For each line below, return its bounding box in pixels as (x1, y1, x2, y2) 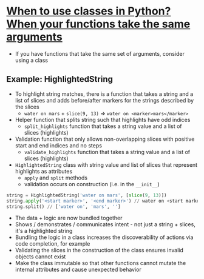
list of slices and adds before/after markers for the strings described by (15, 96, 194, 104)
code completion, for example (15, 240, 90, 247)
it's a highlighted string (15, 227, 73, 235)
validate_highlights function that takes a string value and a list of (24, 148, 190, 155)
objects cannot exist (15, 253, 66, 260)
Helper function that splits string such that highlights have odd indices (15, 116, 191, 123)
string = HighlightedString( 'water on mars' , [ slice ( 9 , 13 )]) (6, 192, 167, 198)
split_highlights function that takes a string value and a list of (24, 123, 182, 130)
